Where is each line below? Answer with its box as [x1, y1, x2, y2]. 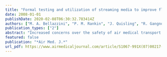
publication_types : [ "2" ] [5, 26, 59, 31]
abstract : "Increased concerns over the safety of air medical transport [5, 30, 162, 35]
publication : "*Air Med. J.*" [5, 40, 68, 45]
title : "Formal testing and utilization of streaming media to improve [5, 7, 157, 12]
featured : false [5, 35, 39, 40]
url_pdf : [5, 44, 23, 49]
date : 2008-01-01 [5, 12, 41, 17]
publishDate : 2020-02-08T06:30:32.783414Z [5, 16, 94, 21]
